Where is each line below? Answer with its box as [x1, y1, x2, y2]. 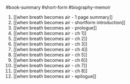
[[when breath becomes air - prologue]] [13, 25, 97, 31]
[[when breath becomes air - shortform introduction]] [13, 20, 125, 25]
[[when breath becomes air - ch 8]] [13, 68, 88, 74]
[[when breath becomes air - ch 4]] [13, 47, 88, 52]
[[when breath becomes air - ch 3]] [13, 41, 88, 47]
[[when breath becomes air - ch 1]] [13, 30, 87, 36]
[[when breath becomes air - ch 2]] [13, 35, 88, 41]
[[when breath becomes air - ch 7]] [13, 63, 87, 68]
